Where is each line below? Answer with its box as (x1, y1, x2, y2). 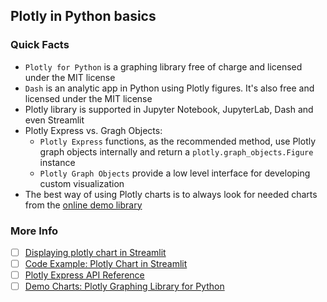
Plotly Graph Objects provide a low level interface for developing (39, 167, 311, 179)
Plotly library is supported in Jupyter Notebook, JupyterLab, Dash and (24, 103, 314, 115)
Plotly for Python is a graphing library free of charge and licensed (24, 60, 303, 73)
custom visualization (39, 177, 125, 189)
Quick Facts (10, 38, 70, 52)
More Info (10, 224, 59, 238)
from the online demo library (24, 199, 143, 211)
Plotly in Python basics (10, 8, 157, 25)
